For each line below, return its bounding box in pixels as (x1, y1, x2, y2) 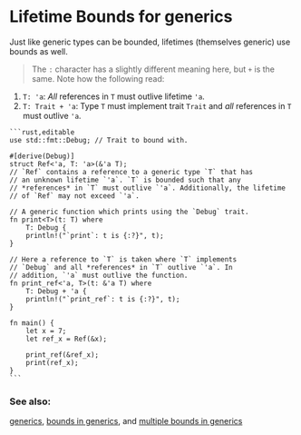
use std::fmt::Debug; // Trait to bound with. (9, 135, 189, 144)
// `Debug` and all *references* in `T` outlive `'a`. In (9, 262, 233, 272)
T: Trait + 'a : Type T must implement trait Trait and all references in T (22, 100, 292, 111)
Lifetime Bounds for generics (9, 6, 233, 27)
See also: (9, 395, 52, 408)
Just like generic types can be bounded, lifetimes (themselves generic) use (9, 36, 291, 47)
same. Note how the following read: (31, 73, 165, 84)
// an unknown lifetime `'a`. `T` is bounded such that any (9, 175, 242, 184)
